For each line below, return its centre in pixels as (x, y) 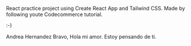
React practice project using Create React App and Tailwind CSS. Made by (95, 8)
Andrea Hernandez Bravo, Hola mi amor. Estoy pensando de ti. (81, 37)
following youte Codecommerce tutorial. (54, 14)
